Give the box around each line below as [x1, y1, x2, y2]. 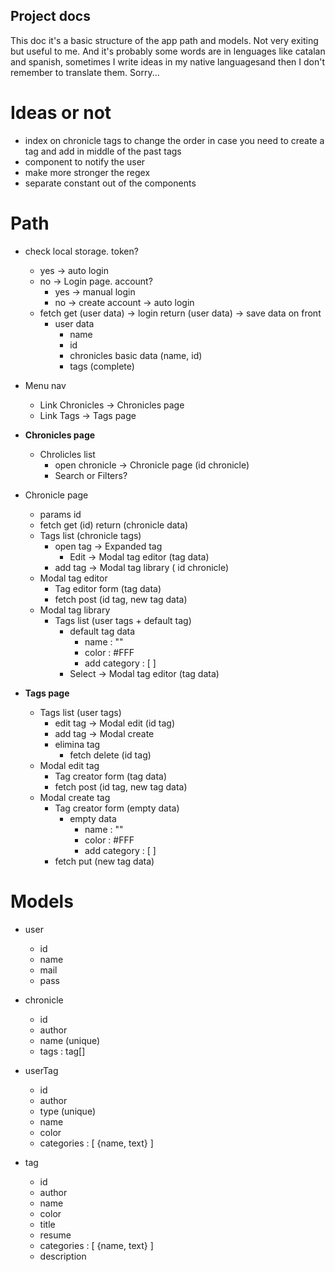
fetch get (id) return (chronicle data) [39, 519, 189, 531]
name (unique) [39, 1034, 101, 1046]
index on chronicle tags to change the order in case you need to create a [24, 134, 325, 146]
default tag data [69, 625, 136, 637]
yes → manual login [54, 285, 136, 298]
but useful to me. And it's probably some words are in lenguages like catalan [10, 45, 326, 57]
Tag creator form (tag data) [54, 770, 168, 782]
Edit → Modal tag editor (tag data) [69, 550, 210, 563]
